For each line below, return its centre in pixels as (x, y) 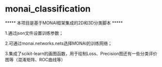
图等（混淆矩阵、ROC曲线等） (35, 59)
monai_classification (48, 9)
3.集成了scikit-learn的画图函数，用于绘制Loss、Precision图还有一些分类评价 (81, 54)
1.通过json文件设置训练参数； (34, 33)
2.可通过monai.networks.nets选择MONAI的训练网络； (59, 43)
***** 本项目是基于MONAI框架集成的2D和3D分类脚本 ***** (64, 23)
